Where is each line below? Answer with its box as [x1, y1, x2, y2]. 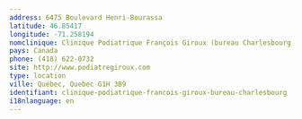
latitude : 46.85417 [9, 21, 83, 30]
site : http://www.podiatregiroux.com [9, 64, 151, 72]
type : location [9, 72, 67, 81]
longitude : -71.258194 [9, 30, 94, 38]
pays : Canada [9, 47, 58, 55]
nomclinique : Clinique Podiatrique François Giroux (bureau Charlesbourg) [9, 38, 296, 47]
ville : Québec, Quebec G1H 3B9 [9, 80, 127, 89]
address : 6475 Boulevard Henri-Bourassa [9, 13, 164, 22]
